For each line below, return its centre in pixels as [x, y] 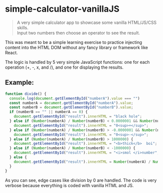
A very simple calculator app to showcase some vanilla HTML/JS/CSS [87, 22]
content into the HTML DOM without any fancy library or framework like [76, 47]
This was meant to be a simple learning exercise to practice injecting [73, 42]
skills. [23, 27]
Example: [19, 83]
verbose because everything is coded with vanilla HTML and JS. [69, 185]
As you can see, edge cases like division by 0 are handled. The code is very [81, 180]
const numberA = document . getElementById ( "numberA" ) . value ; [71, 103]
